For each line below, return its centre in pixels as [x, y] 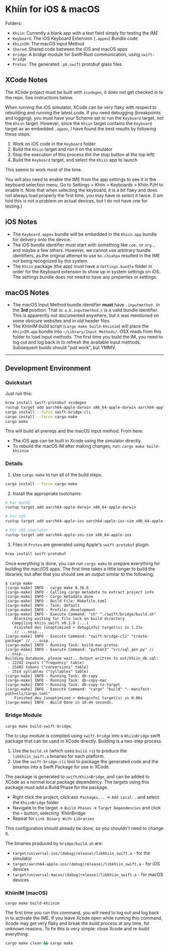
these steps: [18, 134]
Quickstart [19, 382]
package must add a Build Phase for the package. [57, 787]
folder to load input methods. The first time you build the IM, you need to [88, 337]
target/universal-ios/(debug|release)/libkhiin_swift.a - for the [81, 853]
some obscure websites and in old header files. [61, 321]
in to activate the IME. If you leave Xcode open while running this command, [84, 918]
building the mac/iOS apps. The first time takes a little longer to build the [80, 569]
